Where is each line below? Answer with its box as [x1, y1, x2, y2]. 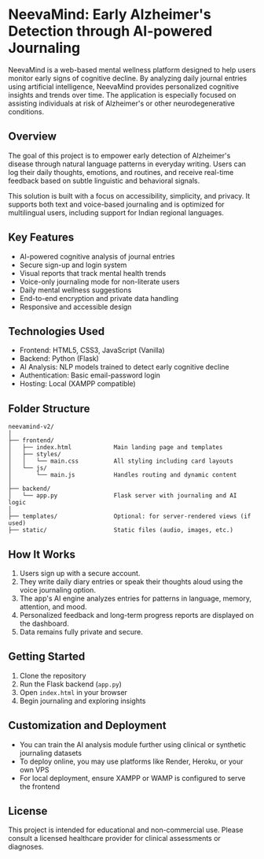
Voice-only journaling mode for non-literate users [19, 277, 180, 286]
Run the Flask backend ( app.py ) [19, 679, 122, 689]
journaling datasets [19, 748, 82, 757]
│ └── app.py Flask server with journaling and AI [8, 492, 237, 500]
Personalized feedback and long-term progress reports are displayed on [19, 611, 254, 619]
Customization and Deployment [8, 719, 167, 732]
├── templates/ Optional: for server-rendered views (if [8, 512, 251, 521]
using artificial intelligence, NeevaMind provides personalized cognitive [8, 81, 240, 91]
